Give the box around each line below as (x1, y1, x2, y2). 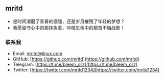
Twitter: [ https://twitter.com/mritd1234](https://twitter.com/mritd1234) (12, 67, 160, 73)
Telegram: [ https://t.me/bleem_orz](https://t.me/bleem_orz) (12, 61, 138, 68)
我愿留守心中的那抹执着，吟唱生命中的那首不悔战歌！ (12, 24, 125, 31)
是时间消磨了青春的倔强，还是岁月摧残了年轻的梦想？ (12, 18, 125, 24)
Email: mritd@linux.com (12, 50, 63, 57)
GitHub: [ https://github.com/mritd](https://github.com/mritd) (12, 56, 139, 62)
